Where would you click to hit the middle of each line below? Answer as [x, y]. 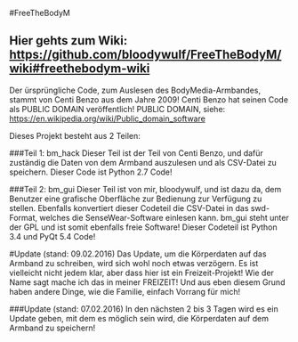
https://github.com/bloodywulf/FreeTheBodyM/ [145, 55]
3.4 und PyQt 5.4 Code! [52, 236]
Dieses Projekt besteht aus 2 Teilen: [75, 135]
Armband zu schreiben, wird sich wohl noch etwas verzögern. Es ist [134, 263]
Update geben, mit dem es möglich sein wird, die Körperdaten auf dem [139, 318]
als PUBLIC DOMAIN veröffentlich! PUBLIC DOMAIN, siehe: [117, 109]
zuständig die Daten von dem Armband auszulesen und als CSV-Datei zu [143, 162]
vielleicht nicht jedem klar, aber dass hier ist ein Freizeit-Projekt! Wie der [141, 273]
